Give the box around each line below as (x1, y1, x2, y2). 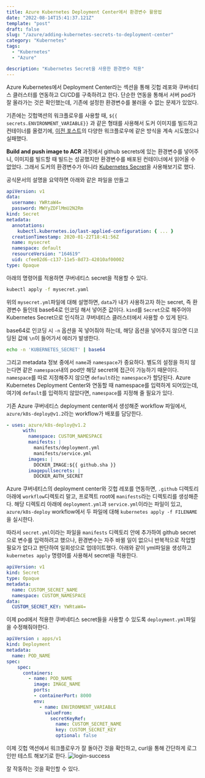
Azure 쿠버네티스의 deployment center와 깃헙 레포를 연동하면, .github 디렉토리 (6, 485, 199, 492)
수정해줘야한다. (12, 624, 50, 631)
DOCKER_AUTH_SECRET (33, 473, 84, 479)
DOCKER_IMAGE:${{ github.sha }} (33, 462, 116, 468)
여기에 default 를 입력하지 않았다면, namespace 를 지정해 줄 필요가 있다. (6, 389, 174, 396)
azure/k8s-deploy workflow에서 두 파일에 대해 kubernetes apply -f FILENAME (6, 508, 198, 516)
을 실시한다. (6, 516, 35, 523)
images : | (28, 456, 53, 462)
